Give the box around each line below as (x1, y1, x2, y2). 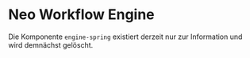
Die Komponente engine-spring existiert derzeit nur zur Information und (8, 32, 243, 41)
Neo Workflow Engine (8, 6, 155, 24)
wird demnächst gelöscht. (8, 40, 94, 49)
